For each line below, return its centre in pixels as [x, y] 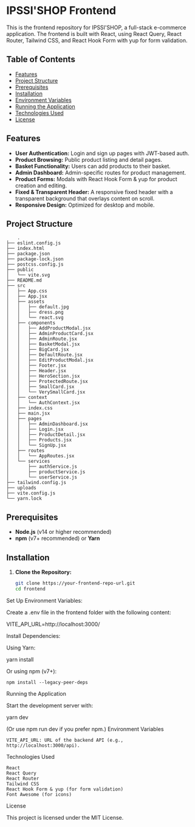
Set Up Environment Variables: [45, 600]
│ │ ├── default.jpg [38, 307]
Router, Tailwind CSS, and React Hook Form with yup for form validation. [97, 40]
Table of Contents [41, 59]
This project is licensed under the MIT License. [65, 817]
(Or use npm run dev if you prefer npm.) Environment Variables [85, 729]
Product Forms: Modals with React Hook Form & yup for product [96, 179]
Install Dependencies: [33, 635]
